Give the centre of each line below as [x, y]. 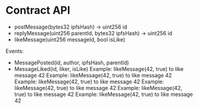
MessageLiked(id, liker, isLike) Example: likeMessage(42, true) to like [99, 68]
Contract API [38, 10]
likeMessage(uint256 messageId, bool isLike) [70, 39]
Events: [15, 51]
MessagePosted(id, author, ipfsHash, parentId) [71, 63]
